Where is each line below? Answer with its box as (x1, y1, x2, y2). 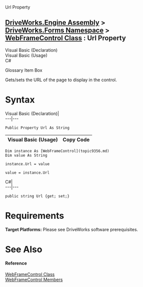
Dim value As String (5, 153, 48, 158)
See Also (5, 243, 43, 255)
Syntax (5, 94, 35, 105)
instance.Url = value (5, 161, 50, 166)
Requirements (5, 210, 64, 221)
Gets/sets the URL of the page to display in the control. (5, 77, 117, 83)
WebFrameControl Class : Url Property (5, 34, 126, 43)
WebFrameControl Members (5, 277, 63, 283)
